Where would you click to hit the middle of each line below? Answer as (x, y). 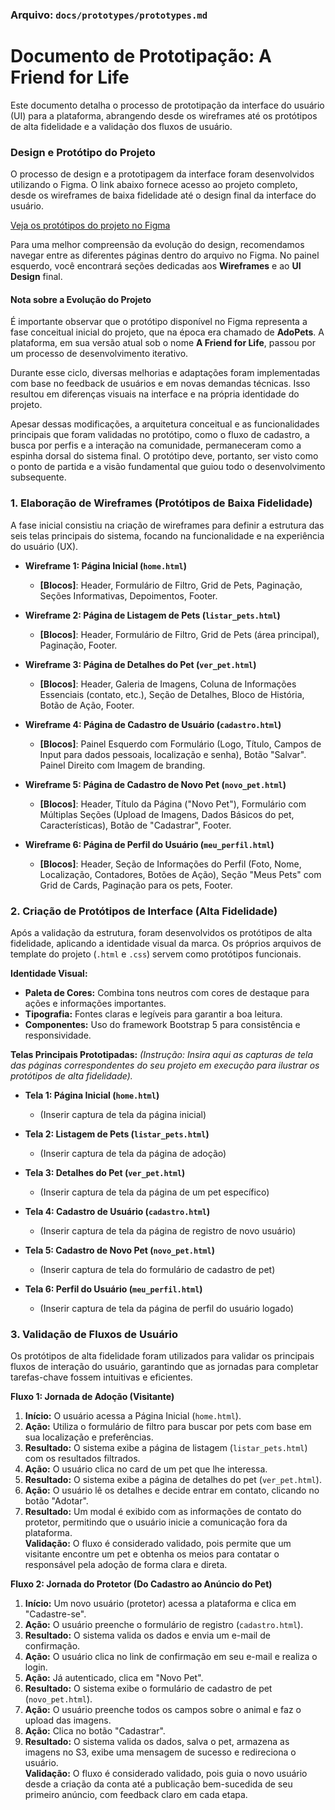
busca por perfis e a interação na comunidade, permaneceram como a (156, 445)
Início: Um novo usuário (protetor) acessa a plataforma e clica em (160, 1604)
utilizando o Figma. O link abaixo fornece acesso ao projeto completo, (154, 185)
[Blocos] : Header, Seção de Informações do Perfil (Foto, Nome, (170, 864)
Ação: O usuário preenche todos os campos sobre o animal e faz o (163, 1710)
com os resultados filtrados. (82, 1459)
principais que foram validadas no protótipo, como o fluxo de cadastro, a (160, 435)
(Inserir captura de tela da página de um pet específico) (154, 1192)
